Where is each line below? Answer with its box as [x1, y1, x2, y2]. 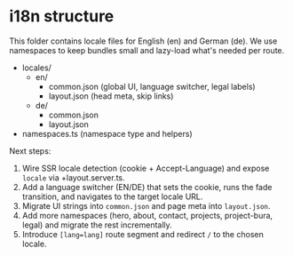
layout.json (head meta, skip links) [48, 91, 174, 101]
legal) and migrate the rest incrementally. [21, 220, 173, 230]
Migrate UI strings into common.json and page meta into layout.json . [21, 200, 271, 211]
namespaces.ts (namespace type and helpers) [21, 128, 193, 139]
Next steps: [9, 145, 51, 156]
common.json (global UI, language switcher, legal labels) [48, 81, 256, 92]
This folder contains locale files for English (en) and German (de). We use [9, 36, 278, 46]
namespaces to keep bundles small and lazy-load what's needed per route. [9, 44, 285, 55]
